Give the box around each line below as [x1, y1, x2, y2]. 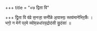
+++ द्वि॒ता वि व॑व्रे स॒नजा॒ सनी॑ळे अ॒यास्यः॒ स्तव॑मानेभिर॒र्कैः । [5, 15, 93, 20]
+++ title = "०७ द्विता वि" [5, 5, 50, 10]
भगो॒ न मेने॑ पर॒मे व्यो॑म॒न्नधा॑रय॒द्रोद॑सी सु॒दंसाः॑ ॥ [5, 20, 71, 26]
